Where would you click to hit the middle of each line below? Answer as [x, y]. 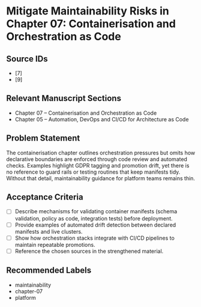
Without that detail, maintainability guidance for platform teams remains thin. [101, 178]
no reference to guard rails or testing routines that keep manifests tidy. [93, 172]
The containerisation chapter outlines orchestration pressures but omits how [101, 153]
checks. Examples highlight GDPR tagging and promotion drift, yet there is [98, 165]
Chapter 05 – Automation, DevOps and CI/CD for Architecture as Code [102, 119]
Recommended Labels [49, 271]
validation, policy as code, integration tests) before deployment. [94, 218]
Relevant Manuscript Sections [64, 98]
